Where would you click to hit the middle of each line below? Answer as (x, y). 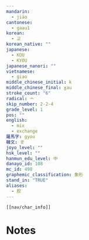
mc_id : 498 (19, 169)
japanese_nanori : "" (31, 66)
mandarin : (18, 11)
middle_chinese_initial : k (39, 83)
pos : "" (16, 115)
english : (17, 121)
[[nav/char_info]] (28, 207)
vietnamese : (20, 71)
